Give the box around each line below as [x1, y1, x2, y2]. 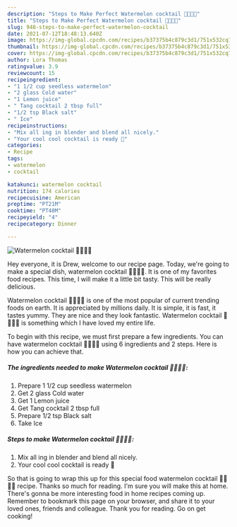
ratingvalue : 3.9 [7, 63, 59, 70]
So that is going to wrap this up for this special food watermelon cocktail [7, 474, 218, 482]
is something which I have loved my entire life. [20, 318, 156, 327]
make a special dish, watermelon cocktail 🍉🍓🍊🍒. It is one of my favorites [7, 267, 217, 276]
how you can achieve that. [7, 347, 84, 356]
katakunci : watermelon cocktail [7, 181, 102, 188]
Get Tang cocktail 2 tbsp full [17, 404, 100, 412]
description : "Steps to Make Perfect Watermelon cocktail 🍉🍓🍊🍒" [7, 10, 200, 18]
